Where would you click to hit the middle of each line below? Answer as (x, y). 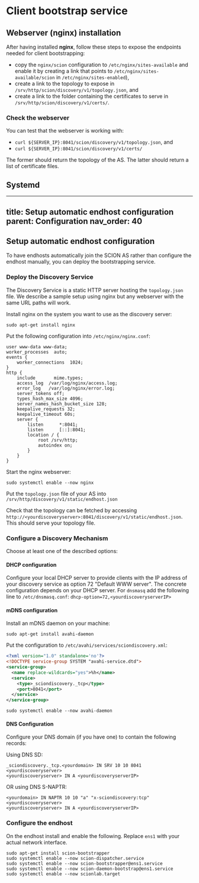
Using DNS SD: (25, 755)
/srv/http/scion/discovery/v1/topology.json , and (77, 90)
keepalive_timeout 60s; (46, 414)
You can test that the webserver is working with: (65, 131)
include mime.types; (50, 378)
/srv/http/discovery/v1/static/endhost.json (62, 499)
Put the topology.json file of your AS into (56, 493)
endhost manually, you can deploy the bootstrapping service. (81, 262)
